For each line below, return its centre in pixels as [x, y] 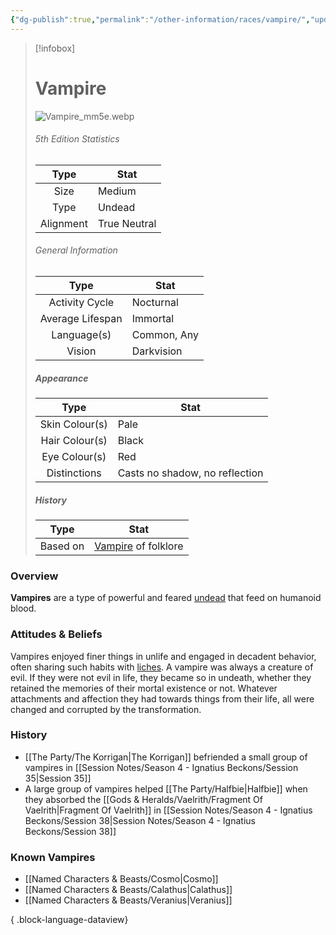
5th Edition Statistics [77, 139]
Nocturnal [155, 302]
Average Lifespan [81, 318]
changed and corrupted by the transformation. [106, 709]
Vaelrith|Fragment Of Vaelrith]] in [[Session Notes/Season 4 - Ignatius [168, 810]
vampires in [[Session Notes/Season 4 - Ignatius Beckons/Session [161, 767]
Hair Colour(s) [74, 440]
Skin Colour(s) [73, 424]
